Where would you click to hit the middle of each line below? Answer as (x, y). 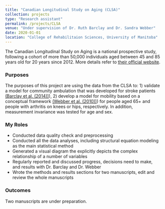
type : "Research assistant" (34, 19)
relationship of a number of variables (50, 157)
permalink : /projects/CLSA (33, 24)
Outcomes (18, 190)
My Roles (17, 125)
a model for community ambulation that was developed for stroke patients (80, 91)
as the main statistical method (43, 146)
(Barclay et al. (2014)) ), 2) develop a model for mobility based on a (73, 96)
